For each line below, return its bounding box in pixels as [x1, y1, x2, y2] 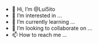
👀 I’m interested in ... [11, 12, 62, 19]
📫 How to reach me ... [11, 32, 67, 38]
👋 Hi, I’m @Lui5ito [11, 6, 55, 12]
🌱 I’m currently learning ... [11, 18, 75, 25]
